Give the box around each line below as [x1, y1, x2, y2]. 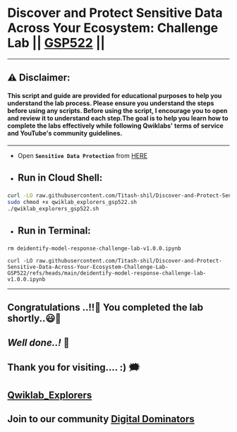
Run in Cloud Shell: [17, 172, 103, 184]
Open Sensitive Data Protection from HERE [17, 151, 148, 160]
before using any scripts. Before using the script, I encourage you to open [7, 106, 228, 114]
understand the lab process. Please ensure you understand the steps [7, 99, 214, 107]
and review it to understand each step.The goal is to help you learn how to [7, 114, 229, 122]
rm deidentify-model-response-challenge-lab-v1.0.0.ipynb [7, 245, 181, 252]
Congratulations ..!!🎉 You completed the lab [7, 301, 204, 313]
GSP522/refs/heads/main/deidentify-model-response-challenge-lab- [7, 270, 207, 277]
